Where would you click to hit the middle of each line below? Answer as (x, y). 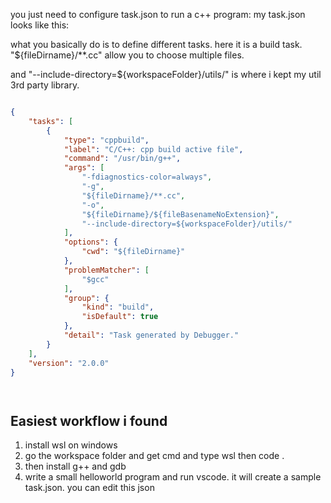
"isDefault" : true (120, 317)
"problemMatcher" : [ (106, 270)
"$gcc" (95, 279)
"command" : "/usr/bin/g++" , (122, 159)
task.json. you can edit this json (89, 488)
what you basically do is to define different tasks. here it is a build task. (156, 44)
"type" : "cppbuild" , (106, 140)
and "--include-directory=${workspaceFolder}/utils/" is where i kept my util (166, 74)
